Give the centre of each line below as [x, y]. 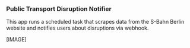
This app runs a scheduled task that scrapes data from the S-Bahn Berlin [95, 22]
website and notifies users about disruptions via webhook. [77, 28]
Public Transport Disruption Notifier [59, 9]
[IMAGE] [16, 40]
